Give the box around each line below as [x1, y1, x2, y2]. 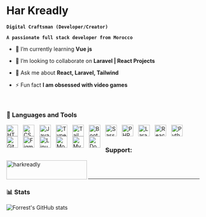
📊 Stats [6, 188, 31, 196]
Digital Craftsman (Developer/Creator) [6, 24, 109, 30]
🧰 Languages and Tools [6, 111, 77, 119]
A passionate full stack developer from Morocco [6, 34, 133, 40]
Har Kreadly [6, 4, 69, 18]
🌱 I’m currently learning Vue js [15, 45, 93, 53]
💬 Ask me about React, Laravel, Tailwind [15, 68, 119, 76]
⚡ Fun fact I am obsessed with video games [15, 81, 128, 89]
